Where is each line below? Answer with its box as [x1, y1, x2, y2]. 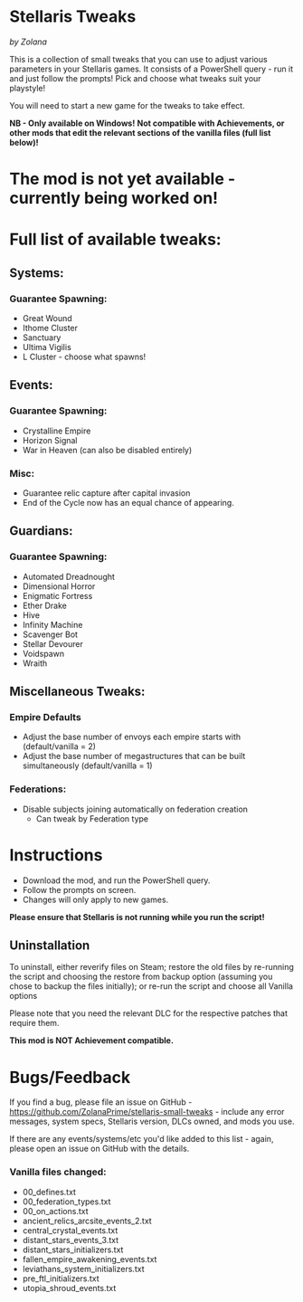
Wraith [22, 658, 48, 669]
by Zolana [9, 36, 48, 47]
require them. [9, 1018, 60, 1029]
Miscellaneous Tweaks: [9, 684, 146, 699]
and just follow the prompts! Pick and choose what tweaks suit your [9, 72, 261, 83]
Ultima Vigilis [22, 342, 72, 352]
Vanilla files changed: [9, 1165, 107, 1178]
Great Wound [22, 313, 72, 323]
